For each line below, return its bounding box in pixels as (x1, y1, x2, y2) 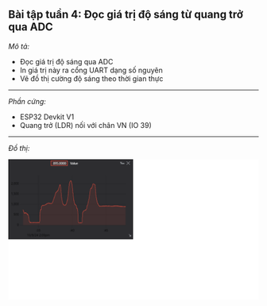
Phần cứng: (8, 96, 46, 106)
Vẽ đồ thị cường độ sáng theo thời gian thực (19, 73, 164, 83)
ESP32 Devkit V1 (19, 112, 75, 122)
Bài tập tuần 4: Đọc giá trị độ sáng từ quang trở (8, 8, 244, 21)
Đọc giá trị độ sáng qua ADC (19, 56, 114, 66)
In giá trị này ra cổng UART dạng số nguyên (19, 65, 163, 75)
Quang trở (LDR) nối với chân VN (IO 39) (19, 120, 153, 130)
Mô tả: (8, 41, 30, 51)
